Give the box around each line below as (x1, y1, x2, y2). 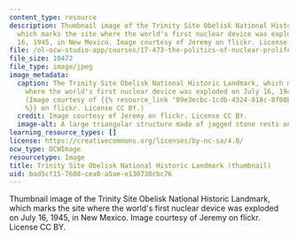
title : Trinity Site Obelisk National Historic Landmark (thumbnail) (9, 161, 272, 170)
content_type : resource (9, 12, 98, 22)
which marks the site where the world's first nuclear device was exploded (9, 203, 279, 213)
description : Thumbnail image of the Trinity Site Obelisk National (9, 21, 268, 30)
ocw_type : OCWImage (9, 144, 82, 153)
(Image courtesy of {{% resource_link (25, 95, 169, 104)
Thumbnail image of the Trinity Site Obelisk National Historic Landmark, (9, 194, 271, 204)
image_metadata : (9, 71, 69, 80)
